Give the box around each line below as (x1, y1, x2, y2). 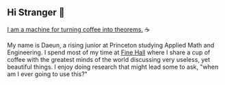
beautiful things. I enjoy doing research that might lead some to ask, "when (7, 63, 219, 71)
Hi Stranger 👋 (7, 7, 65, 18)
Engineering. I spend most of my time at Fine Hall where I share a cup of (7, 48, 211, 56)
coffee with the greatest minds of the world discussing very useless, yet (7, 55, 211, 63)
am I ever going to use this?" (7, 69, 88, 78)
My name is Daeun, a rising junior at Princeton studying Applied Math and (7, 41, 215, 49)
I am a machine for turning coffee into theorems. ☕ (7, 25, 150, 33)
